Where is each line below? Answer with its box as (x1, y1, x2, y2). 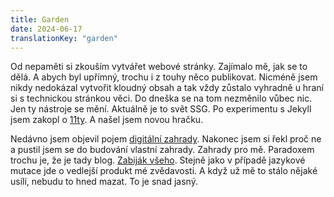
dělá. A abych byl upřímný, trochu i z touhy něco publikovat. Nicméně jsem (10, 71, 318, 83)
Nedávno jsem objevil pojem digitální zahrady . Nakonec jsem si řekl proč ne (10, 133, 322, 145)
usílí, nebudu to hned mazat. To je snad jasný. (10, 176, 198, 188)
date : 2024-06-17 (10, 24, 83, 34)
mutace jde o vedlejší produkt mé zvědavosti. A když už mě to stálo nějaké (10, 165, 318, 177)
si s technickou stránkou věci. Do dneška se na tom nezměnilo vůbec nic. (10, 92, 313, 105)
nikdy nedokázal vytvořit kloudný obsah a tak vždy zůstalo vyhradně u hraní (10, 82, 324, 94)
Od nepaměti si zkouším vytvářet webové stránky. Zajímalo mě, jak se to (10, 61, 308, 73)
